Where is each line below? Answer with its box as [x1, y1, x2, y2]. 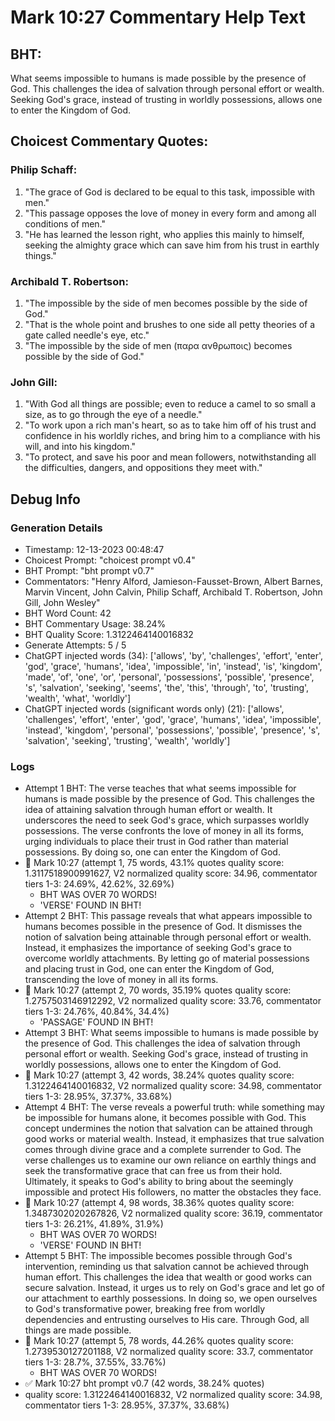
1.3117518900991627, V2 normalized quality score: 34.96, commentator [24, 867, 318, 880]
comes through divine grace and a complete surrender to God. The [24, 1144, 302, 1156]
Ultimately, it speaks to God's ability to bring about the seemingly [24, 1176, 294, 1188]
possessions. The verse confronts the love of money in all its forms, [24, 825, 305, 837]
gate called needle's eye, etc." [24, 329, 150, 341]
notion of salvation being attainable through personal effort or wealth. [24, 931, 312, 943]
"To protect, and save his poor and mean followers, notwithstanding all [24, 451, 317, 463]
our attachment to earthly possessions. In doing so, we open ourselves [24, 1292, 318, 1305]
